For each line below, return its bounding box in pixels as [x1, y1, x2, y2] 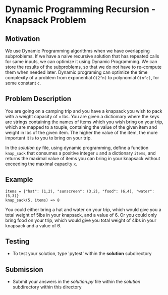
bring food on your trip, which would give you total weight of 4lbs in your [5, 217, 157, 223]
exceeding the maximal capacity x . [5, 161, 77, 167]
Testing [5, 237, 30, 246]
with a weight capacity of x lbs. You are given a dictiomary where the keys [5, 113, 160, 119]
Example [5, 175, 33, 184]
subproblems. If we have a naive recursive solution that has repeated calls [5, 53, 159, 59]
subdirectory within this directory [12, 284, 82, 290]
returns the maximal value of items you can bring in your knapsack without [5, 155, 160, 161]
